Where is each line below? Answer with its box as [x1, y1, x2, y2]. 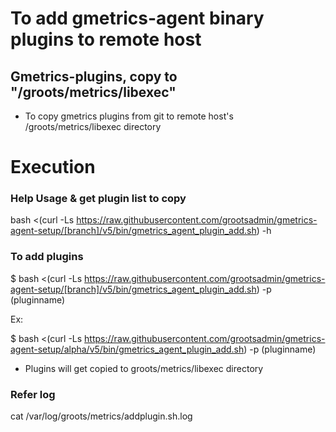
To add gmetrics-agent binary [10, 7, 265, 30]
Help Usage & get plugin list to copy [10, 192, 187, 206]
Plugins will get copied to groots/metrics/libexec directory [24, 362, 264, 374]
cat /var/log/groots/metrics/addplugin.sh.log [10, 410, 193, 422]
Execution [10, 156, 96, 179]
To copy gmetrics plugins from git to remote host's [24, 110, 234, 122]
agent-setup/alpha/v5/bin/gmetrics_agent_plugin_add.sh [10, 343, 245, 355]
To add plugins [10, 250, 84, 264]
